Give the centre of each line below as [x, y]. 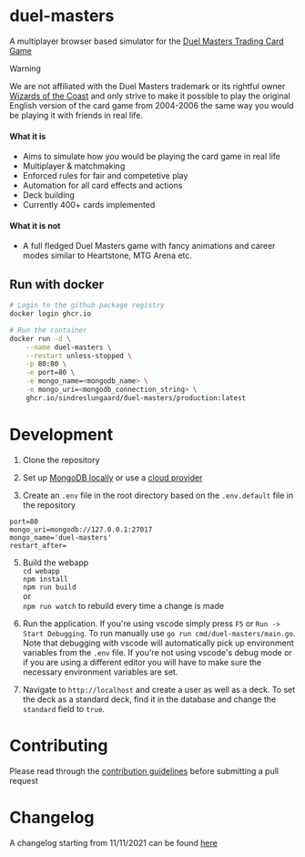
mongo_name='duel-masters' [61, 537]
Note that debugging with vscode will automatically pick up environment [158, 643]
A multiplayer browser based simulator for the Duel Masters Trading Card [147, 41]
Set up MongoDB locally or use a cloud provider [112, 477]
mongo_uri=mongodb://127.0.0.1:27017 [81, 530]
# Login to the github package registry [87, 305]
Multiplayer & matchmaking [74, 166]
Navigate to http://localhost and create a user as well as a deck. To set [159, 689]
